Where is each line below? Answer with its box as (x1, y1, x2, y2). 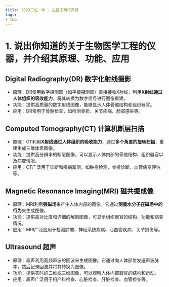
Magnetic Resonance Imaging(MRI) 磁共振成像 (5, 187, 154, 195)
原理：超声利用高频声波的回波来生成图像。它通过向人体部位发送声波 (12, 257, 155, 263)
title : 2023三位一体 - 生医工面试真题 (5, 7, 79, 13)
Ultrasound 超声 (5, 243, 57, 252)
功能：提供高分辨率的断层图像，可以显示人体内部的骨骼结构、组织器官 (12, 152, 159, 158)
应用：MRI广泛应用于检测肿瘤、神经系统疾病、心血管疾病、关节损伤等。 (12, 227, 163, 232)
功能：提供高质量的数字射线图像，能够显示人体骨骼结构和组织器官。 (12, 102, 155, 108)
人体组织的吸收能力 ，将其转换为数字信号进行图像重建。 (12, 95, 128, 101)
